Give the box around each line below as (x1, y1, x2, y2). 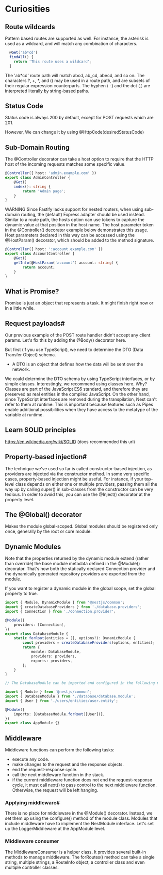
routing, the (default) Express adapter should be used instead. (21, 212, 145, 218)
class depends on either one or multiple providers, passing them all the (15, 481, 158, 487)
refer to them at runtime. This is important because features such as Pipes (5, 401, 154, 407)
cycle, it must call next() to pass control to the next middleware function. (12, 782, 157, 788)
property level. (5, 496, 34, 502)
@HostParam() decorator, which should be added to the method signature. (5, 238, 154, 243)
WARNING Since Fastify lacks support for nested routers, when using (5, 207, 144, 212)
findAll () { (9, 54, 34, 59)
